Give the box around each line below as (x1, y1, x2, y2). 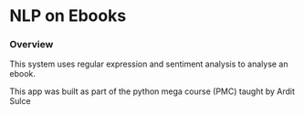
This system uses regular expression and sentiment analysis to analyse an (9, 58, 289, 69)
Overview (9, 38, 54, 51)
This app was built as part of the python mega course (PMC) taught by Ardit (9, 86, 295, 97)
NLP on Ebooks (9, 5, 127, 26)
